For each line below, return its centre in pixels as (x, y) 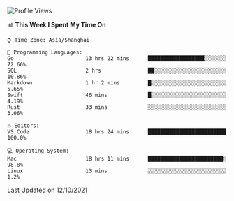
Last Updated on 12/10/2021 (47, 190)
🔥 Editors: (23, 126)
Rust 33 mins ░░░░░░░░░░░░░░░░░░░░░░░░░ (117, 107)
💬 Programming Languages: (45, 52)
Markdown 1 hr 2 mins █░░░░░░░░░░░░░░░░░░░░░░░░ (117, 83)
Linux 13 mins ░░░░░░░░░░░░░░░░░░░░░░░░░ (117, 171)
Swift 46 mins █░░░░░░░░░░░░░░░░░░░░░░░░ (117, 95)
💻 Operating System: (38, 151)
